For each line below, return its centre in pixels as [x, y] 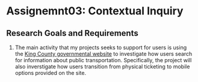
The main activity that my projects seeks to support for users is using [101, 47]
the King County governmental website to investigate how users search [104, 54]
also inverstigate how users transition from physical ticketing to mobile [102, 66]
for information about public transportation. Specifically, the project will [103, 60]
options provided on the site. [50, 73]
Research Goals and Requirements [72, 33]
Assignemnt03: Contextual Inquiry [95, 11]
